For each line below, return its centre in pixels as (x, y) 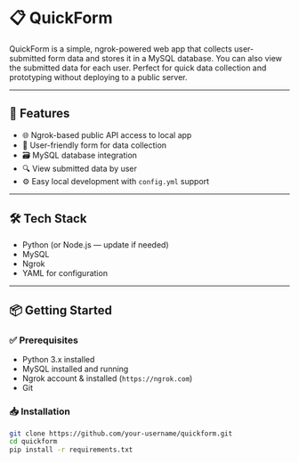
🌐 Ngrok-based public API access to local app (107, 134)
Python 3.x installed (58, 360)
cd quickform (33, 442)
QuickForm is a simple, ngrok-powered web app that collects (121, 49)
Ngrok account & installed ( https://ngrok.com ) (107, 378)
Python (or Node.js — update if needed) (95, 244)
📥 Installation (40, 411)
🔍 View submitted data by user (80, 168)
